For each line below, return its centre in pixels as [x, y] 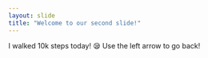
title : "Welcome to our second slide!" [75, 23]
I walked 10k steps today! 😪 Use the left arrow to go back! [104, 45]
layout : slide [32, 15]
